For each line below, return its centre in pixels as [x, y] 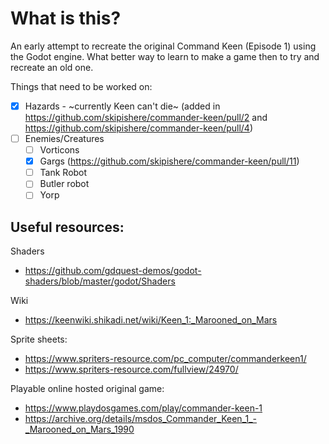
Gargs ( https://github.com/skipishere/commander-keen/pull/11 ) [169, 161]
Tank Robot [63, 173]
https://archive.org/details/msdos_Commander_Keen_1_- [141, 419]
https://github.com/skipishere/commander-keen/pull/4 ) [139, 128]
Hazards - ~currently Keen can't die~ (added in [122, 106]
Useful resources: [67, 227]
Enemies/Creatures [64, 138]
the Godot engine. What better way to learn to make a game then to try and [165, 56]
